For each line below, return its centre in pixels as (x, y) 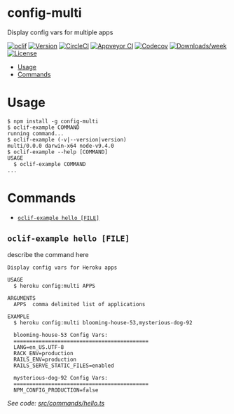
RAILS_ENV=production (45, 359)
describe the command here (48, 254)
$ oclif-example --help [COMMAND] (58, 152)
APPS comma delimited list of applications (80, 304)
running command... (36, 133)
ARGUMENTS (22, 298)
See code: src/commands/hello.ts (56, 403)
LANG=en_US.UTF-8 (39, 347)
